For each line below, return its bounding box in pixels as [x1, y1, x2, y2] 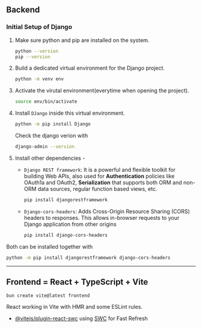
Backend [6, 5, 40, 15]
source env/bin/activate [14, 99, 78, 105]
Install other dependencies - [14, 154, 85, 162]
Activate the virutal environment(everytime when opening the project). [14, 87, 189, 94]
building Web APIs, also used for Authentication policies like [23, 172, 175, 180]
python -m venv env [14, 76, 64, 82]
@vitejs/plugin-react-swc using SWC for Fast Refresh [14, 315, 148, 322]
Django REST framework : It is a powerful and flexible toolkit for [23, 166, 176, 173]
